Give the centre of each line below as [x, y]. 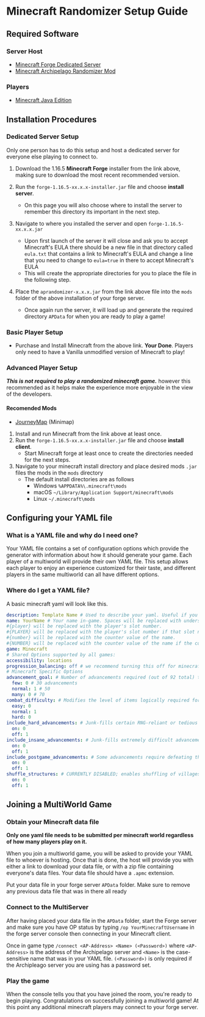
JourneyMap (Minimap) [45, 422]
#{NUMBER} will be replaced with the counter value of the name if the [99, 643]
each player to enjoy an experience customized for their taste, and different [101, 568]
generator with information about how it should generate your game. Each [99, 555]
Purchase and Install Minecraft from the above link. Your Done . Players [104, 346]
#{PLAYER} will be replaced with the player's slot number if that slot [101, 632]
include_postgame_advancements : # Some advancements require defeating [99, 757]
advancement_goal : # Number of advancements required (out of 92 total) [101, 678]
